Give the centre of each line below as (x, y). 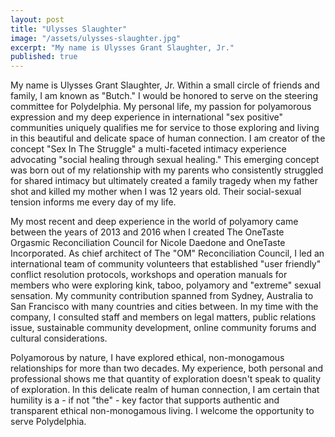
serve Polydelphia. (48, 422)
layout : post (37, 19)
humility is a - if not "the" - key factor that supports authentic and (145, 400)
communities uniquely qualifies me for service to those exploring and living (165, 128)
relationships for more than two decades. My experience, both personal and (167, 368)
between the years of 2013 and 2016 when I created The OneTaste (147, 232)
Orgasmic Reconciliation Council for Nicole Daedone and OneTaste (148, 243)
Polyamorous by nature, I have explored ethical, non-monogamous (147, 358)
